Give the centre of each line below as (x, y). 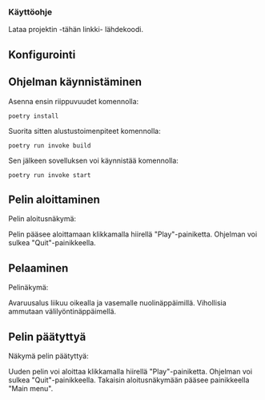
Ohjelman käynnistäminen (75, 82)
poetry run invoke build (50, 145)
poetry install (34, 116)
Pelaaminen (38, 268)
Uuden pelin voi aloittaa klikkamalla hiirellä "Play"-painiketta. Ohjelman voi (130, 371)
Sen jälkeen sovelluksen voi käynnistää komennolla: (93, 160)
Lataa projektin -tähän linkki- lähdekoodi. (76, 30)
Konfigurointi (42, 55)
